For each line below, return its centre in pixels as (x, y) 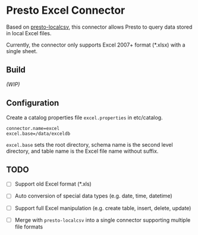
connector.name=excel (33, 128)
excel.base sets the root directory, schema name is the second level (90, 144)
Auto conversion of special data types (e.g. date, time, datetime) (93, 196)
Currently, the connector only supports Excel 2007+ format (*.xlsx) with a (96, 45)
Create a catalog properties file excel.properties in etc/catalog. (84, 117)
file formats (29, 227)
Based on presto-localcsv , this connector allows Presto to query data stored (99, 27)
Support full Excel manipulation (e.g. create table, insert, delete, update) (103, 208)
